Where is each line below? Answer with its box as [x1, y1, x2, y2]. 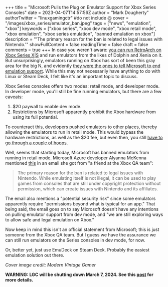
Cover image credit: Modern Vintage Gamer [5, 262, 96, 267]
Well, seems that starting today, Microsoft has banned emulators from [5, 150, 149, 155]
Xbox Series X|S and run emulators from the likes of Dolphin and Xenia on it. [5, 52, 163, 58]
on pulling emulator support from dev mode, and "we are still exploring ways [5, 211, 163, 217]
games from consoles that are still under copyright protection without [17, 180, 161, 186]
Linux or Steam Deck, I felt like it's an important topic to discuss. [5, 74, 138, 79]
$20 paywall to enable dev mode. [12, 104, 82, 109]
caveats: [5, 94, 23, 100]
